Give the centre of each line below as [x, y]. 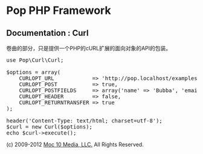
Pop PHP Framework [59, 11]
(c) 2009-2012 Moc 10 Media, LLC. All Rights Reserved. [75, 144]
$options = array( [34, 72]
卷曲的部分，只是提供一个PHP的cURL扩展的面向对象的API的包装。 [89, 48]
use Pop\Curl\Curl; [35, 60]
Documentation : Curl [47, 33]
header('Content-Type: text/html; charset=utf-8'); [85, 121]
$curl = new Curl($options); [49, 127]
